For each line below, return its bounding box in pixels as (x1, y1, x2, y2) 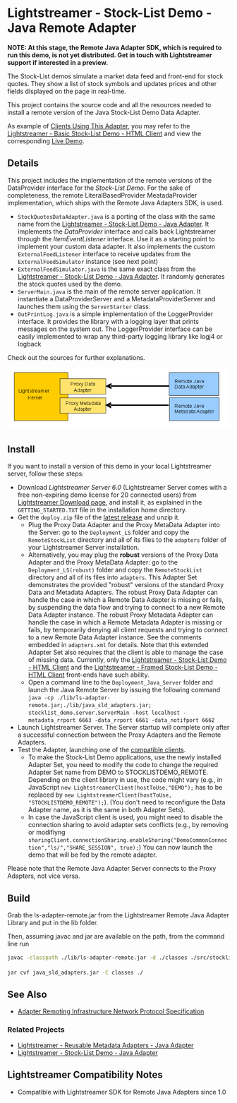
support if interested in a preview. (7, 58, 109, 66)
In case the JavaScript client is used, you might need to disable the (28, 813, 224, 821)
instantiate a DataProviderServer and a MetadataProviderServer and (17, 294, 216, 303)
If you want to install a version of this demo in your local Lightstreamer (7, 462, 212, 471)
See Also (7, 989, 47, 1001)
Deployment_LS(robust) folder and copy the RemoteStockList (28, 566, 202, 574)
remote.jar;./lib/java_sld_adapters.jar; (28, 702, 152, 709)
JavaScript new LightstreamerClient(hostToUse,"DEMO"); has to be (28, 783, 223, 792)
